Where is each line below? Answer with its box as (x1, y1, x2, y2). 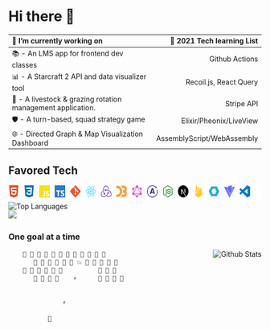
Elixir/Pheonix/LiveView (181, 116, 259, 126)
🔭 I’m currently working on (11, 36, 103, 46)
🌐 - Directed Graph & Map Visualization (11, 129, 143, 138)
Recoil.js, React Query (185, 76, 259, 87)
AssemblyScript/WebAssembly (156, 133, 259, 143)
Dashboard (11, 138, 49, 147)
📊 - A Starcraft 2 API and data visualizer (11, 72, 147, 81)
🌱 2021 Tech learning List (170, 36, 259, 46)
